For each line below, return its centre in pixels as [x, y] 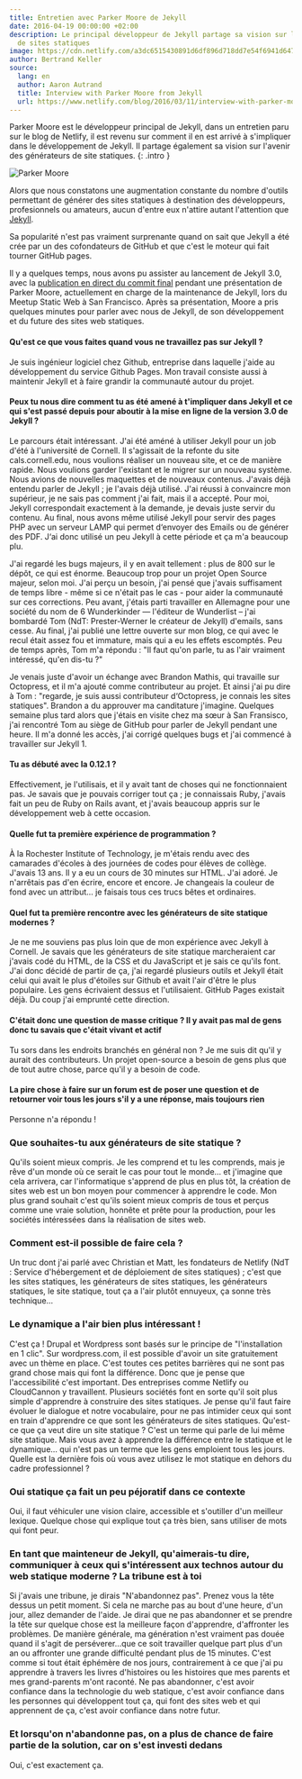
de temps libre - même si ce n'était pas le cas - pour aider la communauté [146, 592]
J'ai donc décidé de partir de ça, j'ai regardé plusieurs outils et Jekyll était [147, 971]
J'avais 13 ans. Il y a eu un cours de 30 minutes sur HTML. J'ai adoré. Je [144, 873]
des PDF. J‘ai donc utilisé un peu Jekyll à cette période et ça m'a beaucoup [149, 536]
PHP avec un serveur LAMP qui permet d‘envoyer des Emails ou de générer [149, 527]
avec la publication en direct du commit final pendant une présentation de [146, 283]
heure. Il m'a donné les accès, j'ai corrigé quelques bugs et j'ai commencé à [151, 734]
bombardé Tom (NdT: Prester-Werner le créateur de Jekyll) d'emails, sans [146, 621]
